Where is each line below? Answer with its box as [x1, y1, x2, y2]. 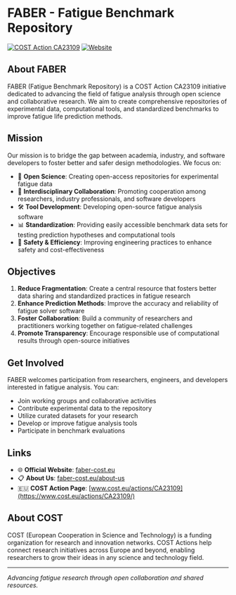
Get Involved [7, 357, 65, 369]
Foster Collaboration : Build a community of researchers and [17, 314, 193, 322]
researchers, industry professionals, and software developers [17, 195, 196, 203]
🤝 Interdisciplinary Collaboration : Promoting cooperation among [17, 187, 206, 195]
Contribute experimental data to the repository [17, 404, 152, 412]
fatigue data [17, 179, 53, 188]
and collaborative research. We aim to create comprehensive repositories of [7, 97, 227, 105]
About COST [7, 512, 63, 524]
